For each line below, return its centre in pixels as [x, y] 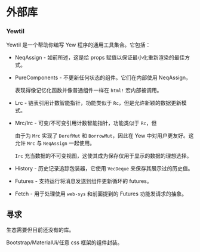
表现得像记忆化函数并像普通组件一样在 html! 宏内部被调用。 [88, 91]
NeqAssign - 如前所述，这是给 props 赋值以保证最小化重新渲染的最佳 [100, 58]
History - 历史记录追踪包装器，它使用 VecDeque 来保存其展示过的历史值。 [104, 169]
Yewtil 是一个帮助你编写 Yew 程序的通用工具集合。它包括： [79, 45]
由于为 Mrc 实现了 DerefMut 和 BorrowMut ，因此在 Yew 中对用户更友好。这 [104, 136]
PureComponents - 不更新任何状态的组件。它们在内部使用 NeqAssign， [103, 77]
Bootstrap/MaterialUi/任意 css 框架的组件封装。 [64, 242]
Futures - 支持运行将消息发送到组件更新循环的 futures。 [83, 181]
